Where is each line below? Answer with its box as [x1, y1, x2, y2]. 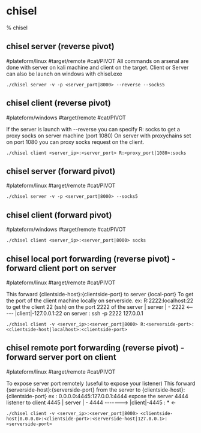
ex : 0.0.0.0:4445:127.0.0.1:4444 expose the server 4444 [48, 392, 189, 399]
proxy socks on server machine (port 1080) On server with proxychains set [6, 132, 191, 139]
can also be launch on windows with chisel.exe [6, 70, 122, 77]
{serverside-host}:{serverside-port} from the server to [6, 386, 141, 393]
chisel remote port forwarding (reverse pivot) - [6, 343, 185, 353]
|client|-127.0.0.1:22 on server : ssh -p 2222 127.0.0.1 [14, 310, 143, 317]
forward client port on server [6, 263, 116, 273]
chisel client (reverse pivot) [6, 98, 111, 109]
